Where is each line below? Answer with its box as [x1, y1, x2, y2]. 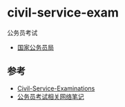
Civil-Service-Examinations [17, 84, 95, 93]
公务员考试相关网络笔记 [17, 92, 84, 101]
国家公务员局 [17, 43, 54, 51]
